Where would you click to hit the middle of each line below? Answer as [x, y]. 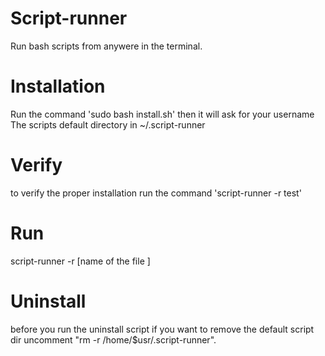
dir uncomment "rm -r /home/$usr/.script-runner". [113, 339]
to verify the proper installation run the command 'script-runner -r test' [156, 193]
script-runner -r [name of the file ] [80, 261]
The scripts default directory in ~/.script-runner [108, 124]
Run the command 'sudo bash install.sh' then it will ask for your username [162, 114]
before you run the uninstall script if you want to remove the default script [162, 329]
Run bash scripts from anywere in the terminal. [106, 46]
